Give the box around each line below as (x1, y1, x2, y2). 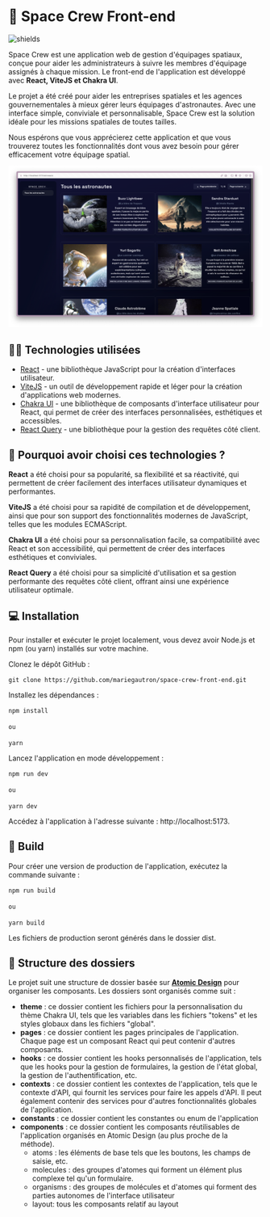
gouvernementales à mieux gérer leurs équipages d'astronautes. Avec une (8, 99, 256, 109)
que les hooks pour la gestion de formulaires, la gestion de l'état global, (19, 1062, 258, 1072)
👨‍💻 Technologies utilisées (8, 343, 141, 356)
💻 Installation (8, 609, 80, 623)
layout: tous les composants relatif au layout (31, 1199, 179, 1209)
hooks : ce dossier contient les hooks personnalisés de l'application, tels (19, 1054, 262, 1063)
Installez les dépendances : (8, 690, 99, 700)
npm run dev (8, 769, 48, 778)
